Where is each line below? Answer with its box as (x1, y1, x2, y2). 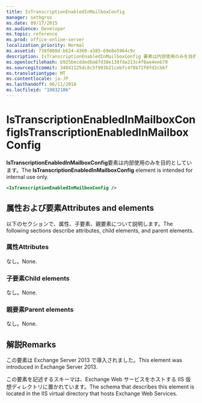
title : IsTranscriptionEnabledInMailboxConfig (6, 8, 125, 15)
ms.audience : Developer (6, 25, 66, 32)
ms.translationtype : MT (6, 70, 66, 76)
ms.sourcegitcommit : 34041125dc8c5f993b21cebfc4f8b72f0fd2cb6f (6, 64, 168, 71)
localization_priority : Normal (6, 43, 85, 49)
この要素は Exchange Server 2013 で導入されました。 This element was (6, 357, 182, 364)
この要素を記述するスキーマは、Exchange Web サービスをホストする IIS (6, 376, 185, 383)
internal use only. (6, 173, 49, 180)
